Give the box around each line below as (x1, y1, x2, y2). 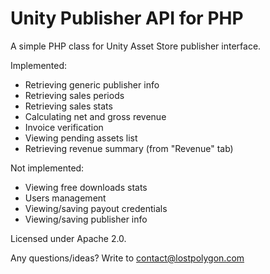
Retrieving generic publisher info (24, 78, 160, 91)
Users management (24, 192, 107, 204)
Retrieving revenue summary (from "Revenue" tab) (24, 142, 234, 154)
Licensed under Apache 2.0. (10, 232, 127, 244)
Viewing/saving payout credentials (24, 202, 168, 214)
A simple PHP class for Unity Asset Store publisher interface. (10, 40, 262, 52)
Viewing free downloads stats (24, 181, 148, 193)
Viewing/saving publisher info (24, 213, 148, 225)
